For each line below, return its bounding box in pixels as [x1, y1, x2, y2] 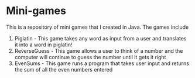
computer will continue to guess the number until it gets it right [14, 53, 166, 60]
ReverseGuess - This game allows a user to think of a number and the [14, 47, 183, 54]
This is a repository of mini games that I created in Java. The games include [6, 23, 189, 30]
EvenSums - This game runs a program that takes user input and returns [14, 60, 189, 67]
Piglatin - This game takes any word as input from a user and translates [14, 35, 187, 42]
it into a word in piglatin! [14, 41, 73, 48]
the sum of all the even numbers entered [14, 66, 113, 73]
